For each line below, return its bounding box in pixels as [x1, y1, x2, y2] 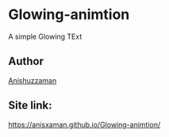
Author [8, 55, 44, 68]
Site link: [8, 99, 53, 112]
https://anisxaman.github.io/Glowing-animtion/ [8, 120, 161, 129]
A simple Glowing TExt [8, 32, 83, 41]
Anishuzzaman [8, 75, 57, 85]
